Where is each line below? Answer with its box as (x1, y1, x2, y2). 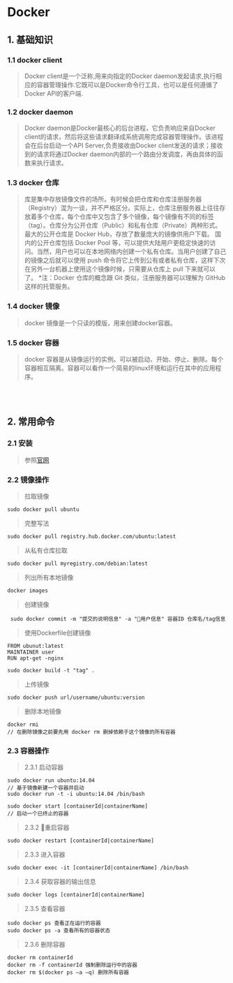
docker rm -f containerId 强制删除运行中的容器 (7, 961, 137, 969)
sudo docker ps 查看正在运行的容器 (7, 919, 101, 927)
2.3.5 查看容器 (24, 905, 66, 913)
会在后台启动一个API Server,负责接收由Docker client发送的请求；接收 (24, 141, 223, 150)
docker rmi (7, 721, 39, 728)
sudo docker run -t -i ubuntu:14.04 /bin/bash (7, 790, 145, 798)
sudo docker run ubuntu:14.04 (7, 777, 96, 784)
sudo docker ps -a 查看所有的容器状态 (7, 927, 110, 934)
